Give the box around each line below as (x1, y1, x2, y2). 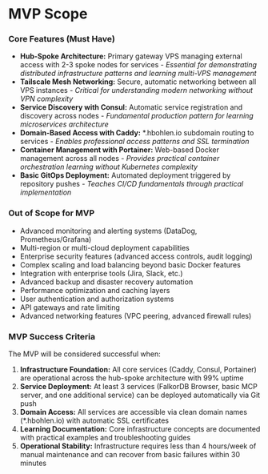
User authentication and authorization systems (19, 294, 174, 303)
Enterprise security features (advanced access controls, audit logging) (19, 251, 254, 261)
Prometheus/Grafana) (19, 234, 92, 244)
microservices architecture (19, 119, 110, 129)
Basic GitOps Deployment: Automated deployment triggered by (19, 171, 231, 180)
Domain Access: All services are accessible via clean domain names (19, 408, 248, 417)
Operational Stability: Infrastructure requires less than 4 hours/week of (19, 441, 257, 451)
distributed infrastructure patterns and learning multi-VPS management (19, 69, 258, 78)
